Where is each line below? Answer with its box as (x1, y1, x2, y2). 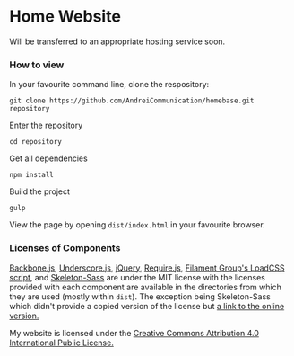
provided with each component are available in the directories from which (9, 281, 282, 292)
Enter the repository (9, 120, 83, 131)
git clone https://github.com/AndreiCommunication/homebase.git (9, 96, 255, 105)
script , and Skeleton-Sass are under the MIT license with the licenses (9, 271, 266, 282)
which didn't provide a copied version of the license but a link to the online (9, 300, 285, 311)
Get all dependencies (9, 153, 88, 164)
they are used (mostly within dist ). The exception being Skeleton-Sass (9, 290, 271, 302)
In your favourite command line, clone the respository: (9, 79, 210, 90)
